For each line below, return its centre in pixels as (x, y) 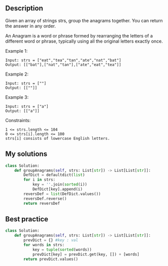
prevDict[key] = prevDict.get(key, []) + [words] (86, 254)
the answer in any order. (30, 26)
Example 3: (17, 97)
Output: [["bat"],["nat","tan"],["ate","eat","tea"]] (63, 65)
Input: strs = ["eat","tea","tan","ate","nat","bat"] (63, 60)
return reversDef (42, 203)
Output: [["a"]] (22, 111)
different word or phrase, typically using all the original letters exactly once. (84, 41)
